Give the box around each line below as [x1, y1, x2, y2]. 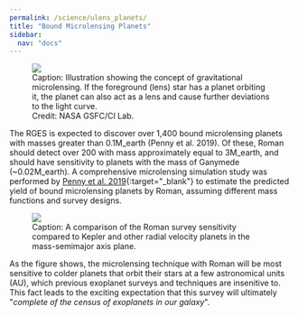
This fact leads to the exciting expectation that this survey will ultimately [9, 287, 277, 298]
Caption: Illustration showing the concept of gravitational [32, 72, 243, 83]
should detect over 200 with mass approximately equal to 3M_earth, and [9, 147, 279, 158]
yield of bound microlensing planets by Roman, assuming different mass [9, 186, 278, 197]
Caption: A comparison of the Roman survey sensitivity [32, 222, 237, 233]
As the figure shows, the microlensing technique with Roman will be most [9, 258, 283, 269]
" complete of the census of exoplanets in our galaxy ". [9, 297, 210, 308]
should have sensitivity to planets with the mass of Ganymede [9, 157, 240, 168]
